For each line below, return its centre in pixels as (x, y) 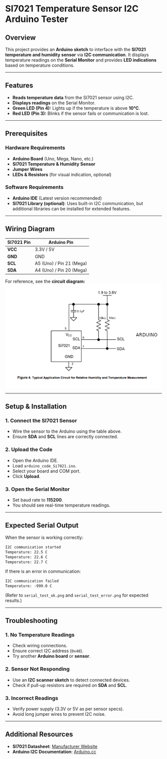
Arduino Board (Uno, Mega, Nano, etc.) (53, 158)
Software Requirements (34, 187)
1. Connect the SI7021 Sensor (41, 420)
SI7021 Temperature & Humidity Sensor (54, 164)
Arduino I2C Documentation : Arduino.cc (54, 752)
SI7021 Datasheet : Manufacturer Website (55, 746)
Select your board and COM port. (46, 471)
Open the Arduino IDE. (35, 460)
